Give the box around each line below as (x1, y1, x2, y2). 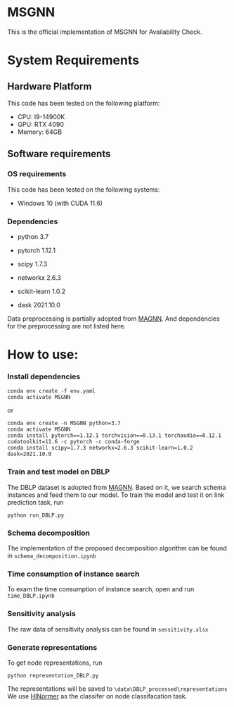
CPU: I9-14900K (17, 112, 65, 121)
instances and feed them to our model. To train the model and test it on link (7, 491, 225, 499)
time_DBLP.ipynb (7, 593, 55, 600)
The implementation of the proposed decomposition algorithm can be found (7, 544, 227, 552)
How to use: (7, 347, 79, 363)
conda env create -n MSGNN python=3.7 (7, 420, 121, 427)
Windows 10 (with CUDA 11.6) (17, 199, 103, 207)
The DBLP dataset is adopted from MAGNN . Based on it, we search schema (7, 483, 226, 491)
